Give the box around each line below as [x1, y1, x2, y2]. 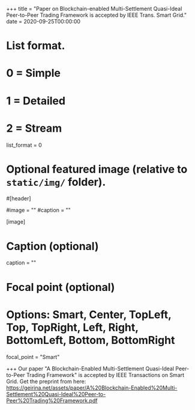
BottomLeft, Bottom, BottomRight [6, 333, 175, 347]
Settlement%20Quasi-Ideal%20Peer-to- [6, 390, 106, 397]
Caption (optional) [6, 239, 99, 253]
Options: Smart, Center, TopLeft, [6, 308, 172, 321]
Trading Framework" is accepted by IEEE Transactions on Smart [26, 371, 185, 378]
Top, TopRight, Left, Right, [6, 320, 139, 334]
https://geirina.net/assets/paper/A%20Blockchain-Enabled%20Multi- [6, 384, 178, 391]
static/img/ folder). [6, 175, 106, 189]
